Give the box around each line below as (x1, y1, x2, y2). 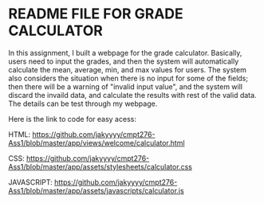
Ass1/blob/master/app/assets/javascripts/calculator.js (8, 185, 185, 195)
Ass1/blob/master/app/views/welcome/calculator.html (8, 138, 185, 147)
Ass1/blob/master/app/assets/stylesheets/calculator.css (8, 162, 193, 171)
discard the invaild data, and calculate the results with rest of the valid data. (8, 90, 257, 100)
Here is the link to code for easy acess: (8, 114, 137, 123)
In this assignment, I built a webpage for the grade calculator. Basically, (8, 48, 242, 57)
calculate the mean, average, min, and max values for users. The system (8, 64, 247, 74)
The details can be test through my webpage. (8, 99, 158, 108)
